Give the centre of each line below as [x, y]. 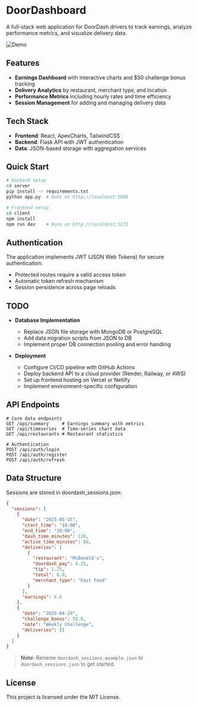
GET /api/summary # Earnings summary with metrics [75, 424]
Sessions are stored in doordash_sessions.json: [64, 492]
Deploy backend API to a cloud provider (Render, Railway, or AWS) [105, 373]
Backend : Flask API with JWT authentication [69, 142]
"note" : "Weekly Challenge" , [58, 624]
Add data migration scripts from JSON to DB [78, 338]
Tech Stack [27, 121]
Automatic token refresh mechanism [59, 281]
